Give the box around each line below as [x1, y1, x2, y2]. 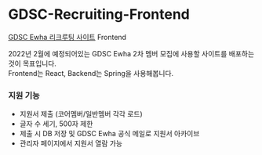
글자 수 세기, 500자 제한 [19, 119, 93, 128]
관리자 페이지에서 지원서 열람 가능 [19, 139, 123, 148]
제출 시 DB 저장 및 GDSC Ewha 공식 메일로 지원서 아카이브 [19, 129, 200, 139]
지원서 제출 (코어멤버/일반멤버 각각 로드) [19, 110, 143, 119]
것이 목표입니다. [8, 59, 57, 68]
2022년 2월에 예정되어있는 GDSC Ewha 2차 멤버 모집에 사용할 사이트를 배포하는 [8, 49, 255, 58]
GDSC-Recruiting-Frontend [8, 5, 191, 23]
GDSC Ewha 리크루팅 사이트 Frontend [8, 32, 127, 41]
